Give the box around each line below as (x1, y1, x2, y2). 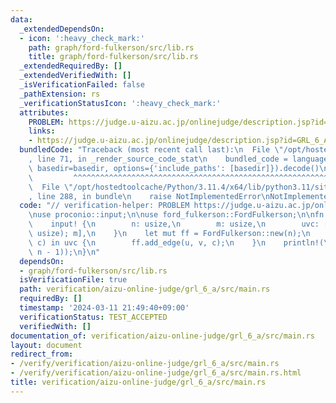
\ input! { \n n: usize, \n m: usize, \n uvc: (28, 219, 320, 230)
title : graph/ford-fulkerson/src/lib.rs (28, 52, 199, 62)
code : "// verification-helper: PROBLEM (19, 201, 190, 211)
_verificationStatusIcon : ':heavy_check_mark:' (19, 98, 222, 108)
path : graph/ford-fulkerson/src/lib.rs (28, 42, 195, 53)
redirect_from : (10, 349, 74, 360)
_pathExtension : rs (19, 89, 101, 99)
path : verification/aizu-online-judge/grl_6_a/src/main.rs (19, 284, 271, 295)
